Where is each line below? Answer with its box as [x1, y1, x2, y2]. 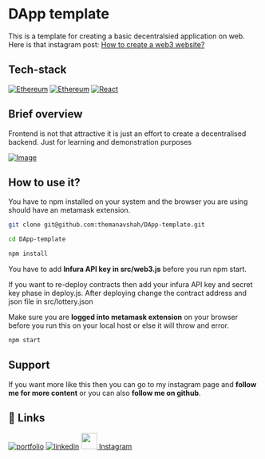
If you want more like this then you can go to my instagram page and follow [8, 379, 257, 389]
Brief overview [8, 107, 83, 121]
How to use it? [8, 175, 81, 189]
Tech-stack [8, 63, 67, 77]
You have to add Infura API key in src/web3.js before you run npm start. [8, 265, 247, 273]
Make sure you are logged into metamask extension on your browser [8, 313, 238, 321]
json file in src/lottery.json [8, 297, 93, 306]
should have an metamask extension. [8, 206, 131, 215]
